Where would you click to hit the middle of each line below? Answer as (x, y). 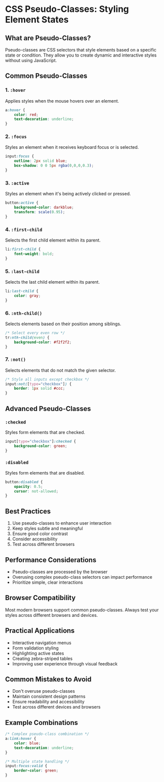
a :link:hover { (21, 739)
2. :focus (16, 136)
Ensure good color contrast (40, 534)
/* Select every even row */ (35, 333)
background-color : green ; (41, 446)
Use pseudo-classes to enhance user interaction (62, 523)
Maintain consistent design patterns (49, 696)
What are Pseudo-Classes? (48, 38)
